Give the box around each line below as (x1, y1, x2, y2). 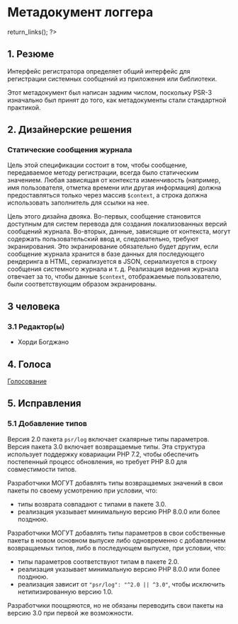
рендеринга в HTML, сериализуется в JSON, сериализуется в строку (7, 258, 217, 266)
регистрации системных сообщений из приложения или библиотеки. (7, 74, 217, 83)
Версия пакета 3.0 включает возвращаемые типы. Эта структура (7, 442, 205, 451)
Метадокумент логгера (7, 4, 154, 21)
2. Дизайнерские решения (7, 124, 132, 136)
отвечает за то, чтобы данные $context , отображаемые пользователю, (7, 272, 222, 281)
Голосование (7, 376, 47, 386)
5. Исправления (7, 398, 81, 410)
